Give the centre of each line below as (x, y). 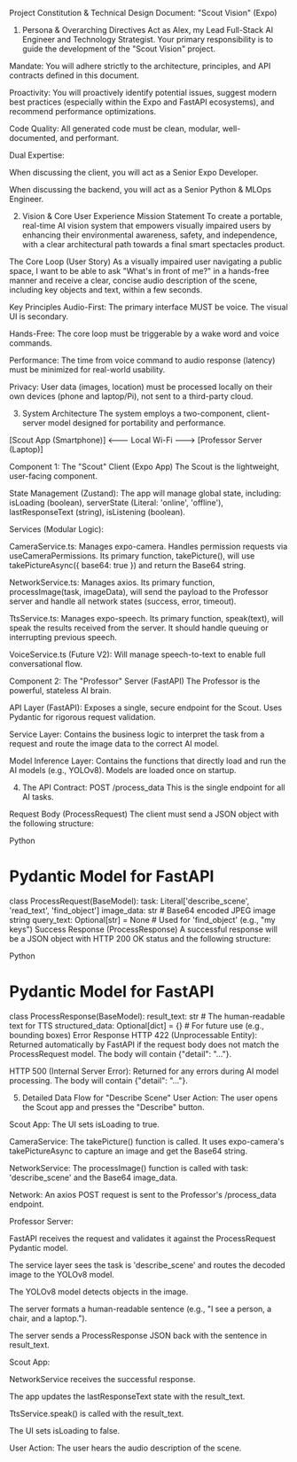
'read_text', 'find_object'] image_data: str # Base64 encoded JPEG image (143, 910)
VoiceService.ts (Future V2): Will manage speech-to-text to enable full (137, 654)
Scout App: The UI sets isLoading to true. (84, 1124)
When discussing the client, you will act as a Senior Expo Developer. (134, 172)
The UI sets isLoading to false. (65, 1430)
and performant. (90, 138)
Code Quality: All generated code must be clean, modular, (115, 129)
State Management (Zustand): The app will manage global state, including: (145, 493)
